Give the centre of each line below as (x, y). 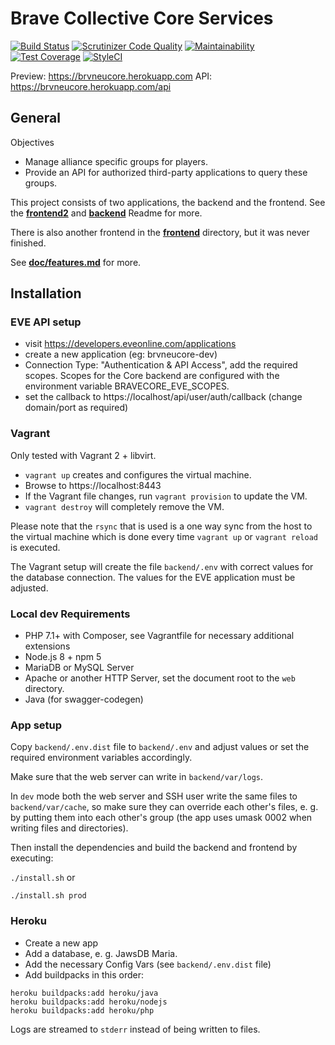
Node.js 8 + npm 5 (63, 657)
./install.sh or (43, 878)
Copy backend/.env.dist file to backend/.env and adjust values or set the (160, 747)
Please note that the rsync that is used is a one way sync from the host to (161, 526)
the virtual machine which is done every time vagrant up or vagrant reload (164, 536)
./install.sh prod (48, 896)
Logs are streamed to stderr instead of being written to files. (135, 1029)
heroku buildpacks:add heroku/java (84, 993)
